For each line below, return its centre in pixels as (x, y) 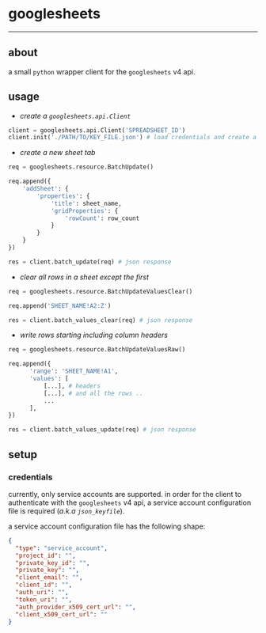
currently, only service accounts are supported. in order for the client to (125, 494)
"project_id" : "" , (46, 555)
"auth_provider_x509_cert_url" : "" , (76, 607)
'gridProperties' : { (84, 210)
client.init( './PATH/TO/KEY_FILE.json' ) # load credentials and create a (133, 138)
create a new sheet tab (57, 153)
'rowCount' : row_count (102, 218)
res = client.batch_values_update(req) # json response (102, 430)
